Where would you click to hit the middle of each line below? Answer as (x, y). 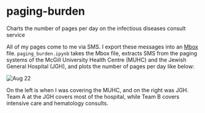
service (16, 34)
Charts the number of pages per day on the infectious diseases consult (96, 28)
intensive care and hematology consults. (58, 103)
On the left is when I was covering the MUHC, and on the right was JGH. (97, 90)
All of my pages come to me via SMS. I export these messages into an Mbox (102, 47)
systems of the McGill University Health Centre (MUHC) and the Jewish (96, 60)
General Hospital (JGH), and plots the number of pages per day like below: (100, 66)
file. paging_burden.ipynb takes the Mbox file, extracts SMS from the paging (102, 53)
